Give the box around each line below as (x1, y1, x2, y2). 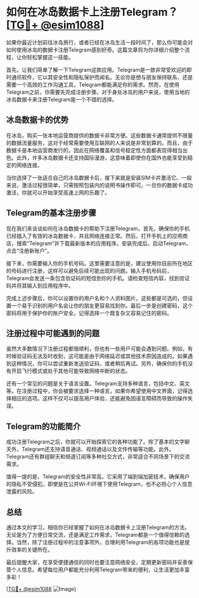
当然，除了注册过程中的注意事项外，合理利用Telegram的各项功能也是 (16, 539, 185, 546)
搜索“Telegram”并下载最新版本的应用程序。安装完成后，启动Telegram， (16, 240, 191, 247)
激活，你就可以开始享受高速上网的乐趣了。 (6, 189, 110, 196)
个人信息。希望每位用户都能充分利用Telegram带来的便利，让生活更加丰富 (11, 566, 190, 573)
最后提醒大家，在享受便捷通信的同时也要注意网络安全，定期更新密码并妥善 (6, 559, 188, 565)
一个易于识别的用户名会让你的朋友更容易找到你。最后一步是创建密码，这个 (11, 302, 193, 309)
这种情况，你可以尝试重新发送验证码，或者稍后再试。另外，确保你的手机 (11, 360, 188, 367)
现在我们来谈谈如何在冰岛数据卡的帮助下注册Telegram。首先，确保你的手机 (6, 225, 190, 232)
